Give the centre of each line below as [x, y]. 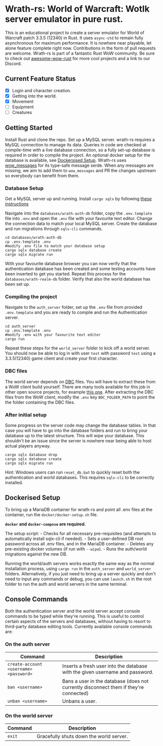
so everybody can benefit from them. [42, 175]
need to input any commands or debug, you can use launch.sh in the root [78, 579]
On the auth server [28, 644]
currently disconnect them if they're [103, 687]
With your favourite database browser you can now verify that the [71, 264]
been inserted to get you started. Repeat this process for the [65, 274]
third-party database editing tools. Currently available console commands [79, 626]
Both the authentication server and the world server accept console [73, 611]
